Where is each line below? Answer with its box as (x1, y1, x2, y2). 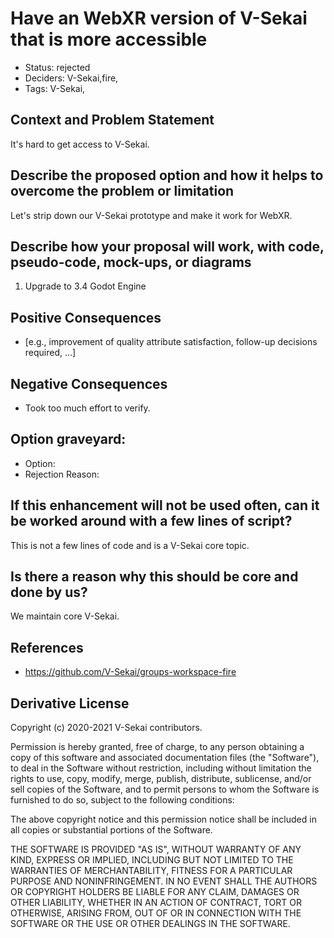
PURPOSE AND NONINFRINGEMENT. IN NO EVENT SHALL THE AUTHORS (10, 875, 318, 887)
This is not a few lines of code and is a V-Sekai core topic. (10, 539, 250, 551)
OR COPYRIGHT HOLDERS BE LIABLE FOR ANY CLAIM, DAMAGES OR (10, 886, 300, 898)
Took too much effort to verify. (24, 402, 151, 414)
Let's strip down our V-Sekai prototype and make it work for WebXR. (10, 209, 293, 221)
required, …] (24, 347, 77, 359)
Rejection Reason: (24, 468, 100, 480)
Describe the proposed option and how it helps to (10, 167, 324, 184)
